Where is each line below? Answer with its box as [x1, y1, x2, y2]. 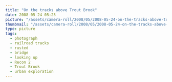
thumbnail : [5, 21, 29, 27]
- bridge [10, 50, 29, 55]
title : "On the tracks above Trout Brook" [5, 7, 97, 13]
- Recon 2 [10, 60, 31, 65]
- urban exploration [10, 69, 54, 74]
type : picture [5, 26, 36, 32]
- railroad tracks [10, 41, 50, 46]
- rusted [10, 45, 29, 50]
